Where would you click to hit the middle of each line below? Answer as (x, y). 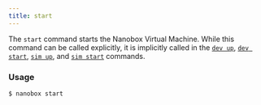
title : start (30, 16)
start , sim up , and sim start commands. (77, 56)
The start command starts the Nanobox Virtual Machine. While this (121, 39)
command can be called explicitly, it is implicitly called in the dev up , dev (129, 47)
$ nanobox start (36, 94)
